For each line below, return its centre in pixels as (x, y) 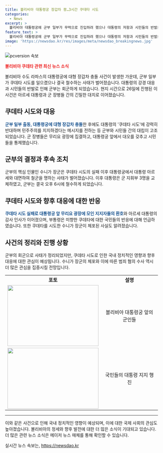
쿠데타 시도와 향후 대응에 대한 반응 (53, 201)
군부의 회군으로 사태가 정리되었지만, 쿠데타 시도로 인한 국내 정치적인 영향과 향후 (80, 255)
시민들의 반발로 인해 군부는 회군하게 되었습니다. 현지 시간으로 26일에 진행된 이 (84, 89)
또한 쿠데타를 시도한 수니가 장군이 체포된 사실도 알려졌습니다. (81, 226)
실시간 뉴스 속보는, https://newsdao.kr (42, 445)
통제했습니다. (26, 142)
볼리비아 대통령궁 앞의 (130, 312)
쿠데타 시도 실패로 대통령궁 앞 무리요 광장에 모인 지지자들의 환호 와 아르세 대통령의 (81, 214)
